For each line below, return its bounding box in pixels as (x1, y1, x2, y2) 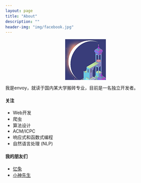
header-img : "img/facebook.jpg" (5, 24, 74, 30)
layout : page (5, 8, 33, 13)
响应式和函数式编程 (12, 134, 53, 140)
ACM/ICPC (12, 128, 36, 135)
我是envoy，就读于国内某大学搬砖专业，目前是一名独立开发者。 (5, 85, 138, 91)
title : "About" (5, 13, 38, 19)
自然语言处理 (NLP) (12, 141, 53, 147)
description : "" (5, 19, 40, 24)
